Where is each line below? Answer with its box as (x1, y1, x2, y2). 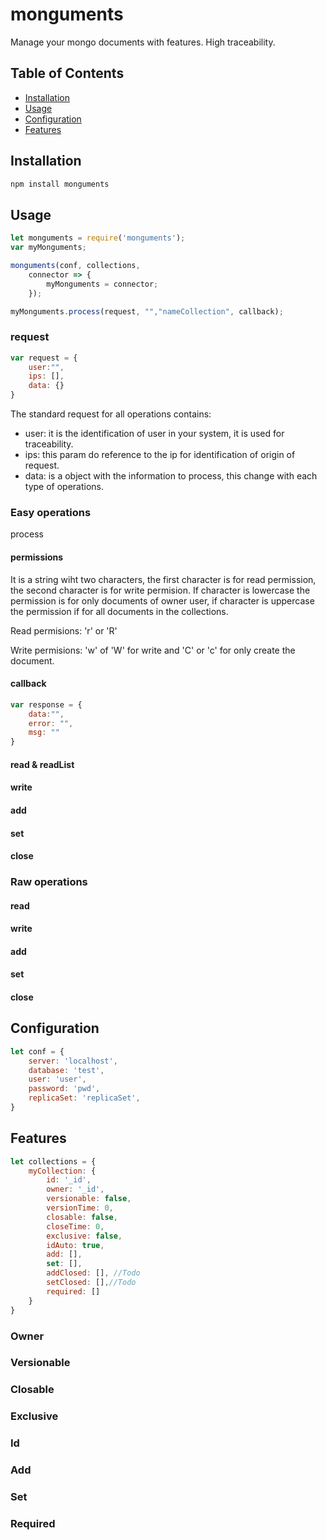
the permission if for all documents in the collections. (10, 605, 229, 617)
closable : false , (46, 1212, 118, 1222)
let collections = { (10, 1156, 97, 1167)
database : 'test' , (28, 1065, 105, 1075)
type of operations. (24, 481, 105, 493)
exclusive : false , (46, 1231, 123, 1241)
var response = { (10, 699, 83, 710)
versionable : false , (46, 1194, 132, 1204)
